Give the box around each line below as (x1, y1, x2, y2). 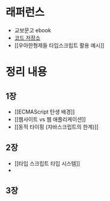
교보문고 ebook (14, 27, 52, 34)
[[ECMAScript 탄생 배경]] (14, 108, 75, 115)
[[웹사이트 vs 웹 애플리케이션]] (14, 115, 86, 123)
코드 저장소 (14, 34, 41, 41)
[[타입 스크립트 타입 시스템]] (14, 159, 81, 167)
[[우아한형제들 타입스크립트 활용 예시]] (14, 42, 105, 49)
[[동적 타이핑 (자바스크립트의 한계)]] (14, 123, 99, 130)
